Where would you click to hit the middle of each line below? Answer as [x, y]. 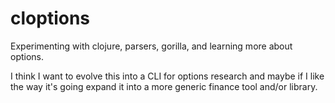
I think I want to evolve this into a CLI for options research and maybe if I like [167, 76]
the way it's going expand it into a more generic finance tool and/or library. [164, 86]
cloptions [50, 18]
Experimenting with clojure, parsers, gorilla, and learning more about [151, 46]
